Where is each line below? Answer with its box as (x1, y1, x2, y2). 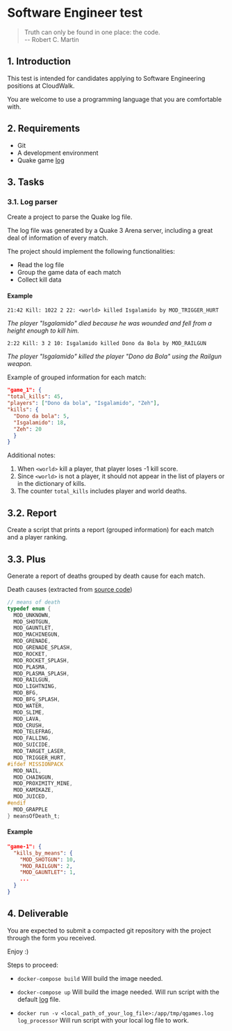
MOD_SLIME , (13, 709, 45, 716)
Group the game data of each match (17, 268, 122, 277)
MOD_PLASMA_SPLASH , (13, 670, 70, 677)
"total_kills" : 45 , (7, 393, 64, 400)
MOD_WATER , (13, 702, 45, 709)
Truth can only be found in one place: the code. (24, 28, 160, 36)
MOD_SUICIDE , (13, 741, 51, 749)
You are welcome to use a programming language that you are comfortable (7, 95, 222, 103)
